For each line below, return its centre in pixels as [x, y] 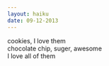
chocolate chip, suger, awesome [55, 48]
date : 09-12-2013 [33, 21]
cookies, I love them [36, 40]
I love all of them [31, 56]
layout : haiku [28, 14]
